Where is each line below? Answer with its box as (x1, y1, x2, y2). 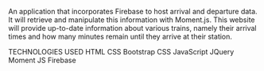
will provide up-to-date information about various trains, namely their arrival (8, 24, 257, 32)
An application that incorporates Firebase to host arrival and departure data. (8, 7, 258, 16)
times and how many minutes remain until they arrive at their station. (8, 32, 233, 41)
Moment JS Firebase (8, 55, 77, 65)
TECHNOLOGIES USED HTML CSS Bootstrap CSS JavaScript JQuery (8, 47, 235, 56)
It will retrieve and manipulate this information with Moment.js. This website (8, 15, 255, 24)
